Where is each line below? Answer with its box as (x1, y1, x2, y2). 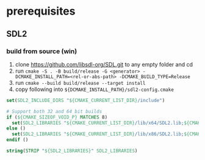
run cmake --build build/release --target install (15, 79, 146, 86)
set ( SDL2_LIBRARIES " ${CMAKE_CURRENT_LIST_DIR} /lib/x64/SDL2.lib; (12, 120, 184, 126)
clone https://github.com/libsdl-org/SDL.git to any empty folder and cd (15, 60, 193, 68)
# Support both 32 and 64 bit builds (6, 108, 103, 114)
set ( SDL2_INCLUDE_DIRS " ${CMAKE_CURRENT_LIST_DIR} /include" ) (6, 97, 165, 103)
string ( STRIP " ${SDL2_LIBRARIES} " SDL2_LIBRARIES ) (6, 148, 138, 154)
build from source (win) (6, 47, 77, 56)
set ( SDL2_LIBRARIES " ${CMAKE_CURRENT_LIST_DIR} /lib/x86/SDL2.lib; (12, 131, 184, 137)
